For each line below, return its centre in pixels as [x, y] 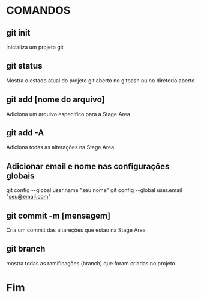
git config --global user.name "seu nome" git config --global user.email [94, 190]
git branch [26, 249]
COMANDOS [38, 11]
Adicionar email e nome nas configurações [88, 166]
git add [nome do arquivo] [55, 100]
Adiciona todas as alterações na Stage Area [60, 147]
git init [18, 33]
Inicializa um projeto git [35, 47]
